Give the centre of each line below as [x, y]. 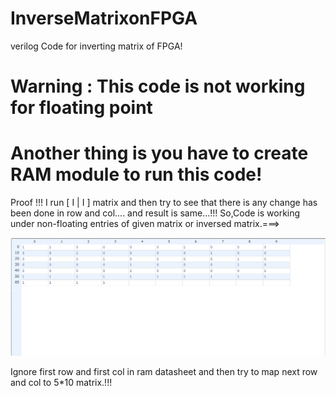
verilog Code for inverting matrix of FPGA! [96, 46]
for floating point [81, 108]
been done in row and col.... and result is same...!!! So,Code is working [155, 213]
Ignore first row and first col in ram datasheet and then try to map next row [164, 371]
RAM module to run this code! [136, 174]
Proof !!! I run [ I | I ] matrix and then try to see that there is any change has [164, 203]
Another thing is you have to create [159, 153]
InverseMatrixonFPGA [104, 18]
